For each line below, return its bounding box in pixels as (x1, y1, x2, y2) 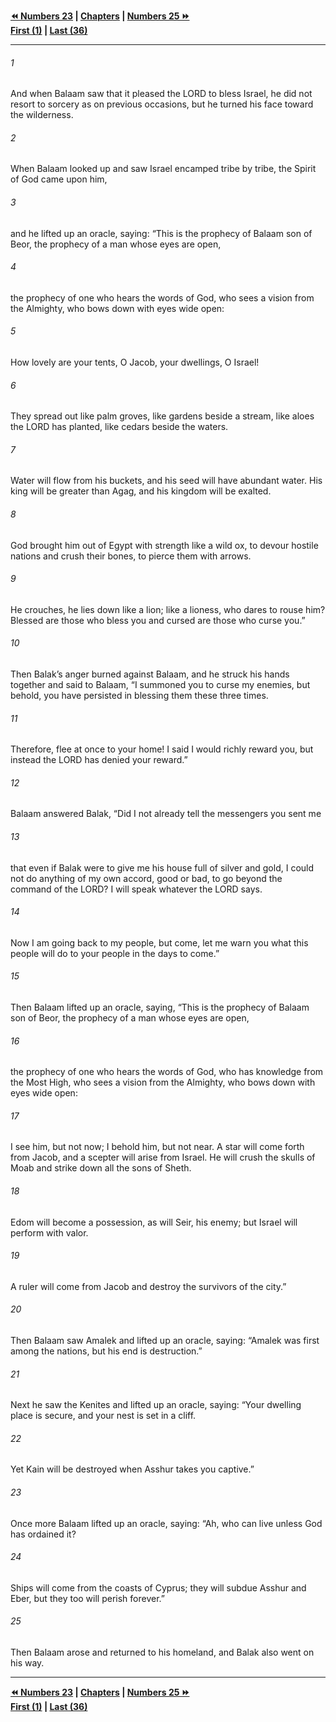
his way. (10, 1657, 45, 1669)
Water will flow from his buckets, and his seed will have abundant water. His (10, 475, 323, 487)
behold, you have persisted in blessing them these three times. (10, 690, 269, 702)
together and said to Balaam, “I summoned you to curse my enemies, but (10, 679, 311, 691)
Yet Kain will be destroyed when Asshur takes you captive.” (10, 1463, 255, 1475)
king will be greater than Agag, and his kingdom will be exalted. (10, 485, 272, 497)
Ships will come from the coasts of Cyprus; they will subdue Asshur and (10, 1581, 307, 1594)
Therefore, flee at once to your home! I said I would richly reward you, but (10, 743, 314, 755)
